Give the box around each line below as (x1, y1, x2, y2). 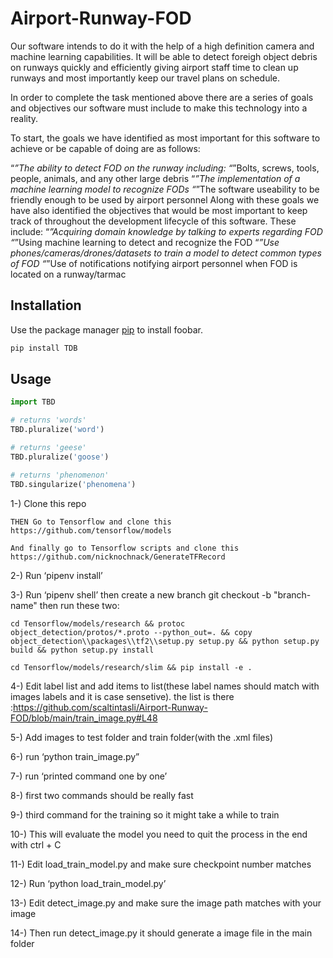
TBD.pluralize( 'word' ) (10, 425, 105, 435)
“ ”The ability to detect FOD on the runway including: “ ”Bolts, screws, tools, (10, 162, 320, 174)
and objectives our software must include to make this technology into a (10, 102, 308, 114)
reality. (10, 112, 39, 124)
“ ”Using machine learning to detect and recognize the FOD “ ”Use (10, 236, 280, 248)
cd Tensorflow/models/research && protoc (10, 618, 186, 629)
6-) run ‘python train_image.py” (10, 750, 140, 762)
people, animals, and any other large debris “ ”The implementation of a (10, 172, 301, 184)
